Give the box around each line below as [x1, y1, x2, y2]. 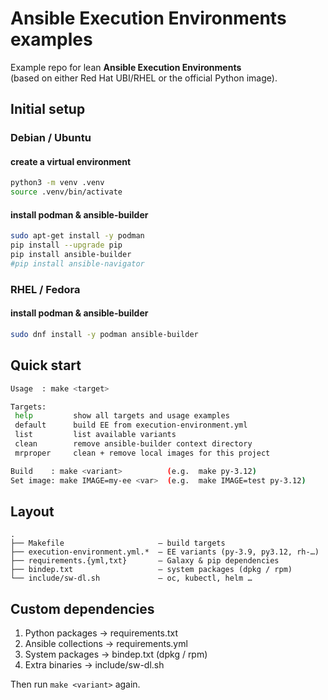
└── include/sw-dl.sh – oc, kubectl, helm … [10, 573, 253, 584]
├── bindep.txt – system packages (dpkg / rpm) [10, 565, 293, 575]
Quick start [10, 357, 82, 374]
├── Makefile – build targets [10, 538, 226, 549]
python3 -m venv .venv [10, 178, 105, 188]
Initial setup [10, 101, 86, 118]
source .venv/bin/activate [10, 187, 123, 197]
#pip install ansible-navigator [10, 259, 145, 269]
